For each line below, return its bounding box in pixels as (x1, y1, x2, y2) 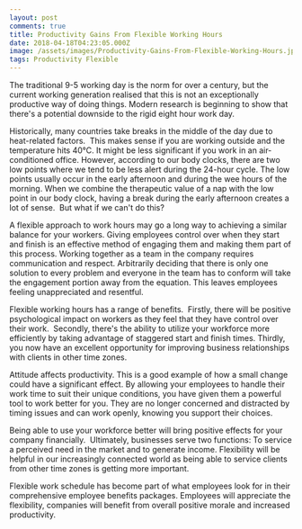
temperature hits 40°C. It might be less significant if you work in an (9, 145, 258, 156)
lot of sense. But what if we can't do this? (9, 202, 164, 212)
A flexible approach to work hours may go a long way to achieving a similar (9, 220, 288, 230)
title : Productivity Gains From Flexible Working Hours (9, 30, 223, 39)
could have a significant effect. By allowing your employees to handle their (9, 379, 286, 390)
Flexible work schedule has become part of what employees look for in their (9, 480, 290, 491)
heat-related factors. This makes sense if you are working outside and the (9, 136, 286, 146)
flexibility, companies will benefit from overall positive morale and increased (9, 500, 290, 510)
